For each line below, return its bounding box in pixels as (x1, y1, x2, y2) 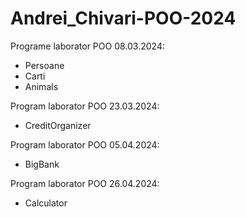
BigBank (24, 158, 60, 170)
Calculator (24, 197, 68, 209)
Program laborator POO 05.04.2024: (10, 138, 160, 151)
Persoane (24, 59, 65, 71)
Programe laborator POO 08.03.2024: (10, 40, 165, 52)
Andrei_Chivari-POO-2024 (10, 7, 237, 30)
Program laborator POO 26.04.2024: (10, 177, 160, 189)
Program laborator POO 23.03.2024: (10, 100, 160, 112)
